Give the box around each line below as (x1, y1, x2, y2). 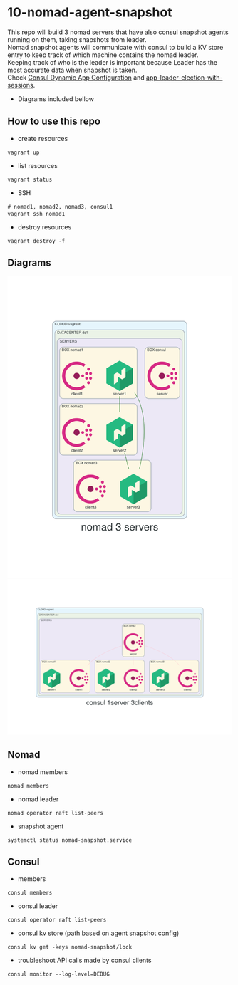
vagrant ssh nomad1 (7, 210, 66, 217)
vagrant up (7, 149, 40, 156)
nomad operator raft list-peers (7, 809, 103, 816)
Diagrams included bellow (17, 94, 95, 103)
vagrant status (7, 176, 53, 183)
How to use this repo (7, 115, 101, 127)
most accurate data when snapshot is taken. (7, 66, 138, 74)
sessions (7, 80, 33, 89)
